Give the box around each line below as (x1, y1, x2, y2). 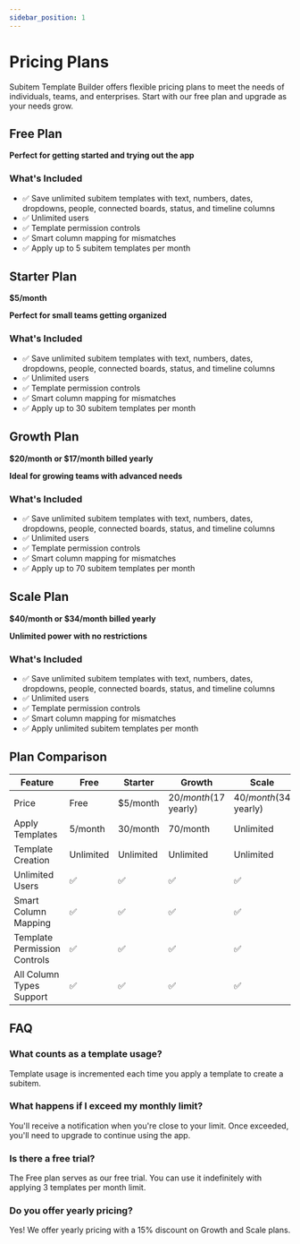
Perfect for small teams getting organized (9, 310, 167, 321)
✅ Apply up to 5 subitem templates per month (21, 243, 191, 253)
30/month (117, 822, 160, 835)
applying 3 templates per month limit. (9, 1182, 146, 1193)
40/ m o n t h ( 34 (233, 791, 291, 803)
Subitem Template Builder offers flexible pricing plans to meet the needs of (9, 82, 285, 92)
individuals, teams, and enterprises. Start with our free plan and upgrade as (9, 90, 287, 101)
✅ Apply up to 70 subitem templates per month (21, 562, 196, 573)
